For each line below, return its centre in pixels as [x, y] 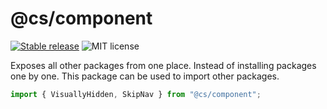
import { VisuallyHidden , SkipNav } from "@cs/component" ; [136, 94]
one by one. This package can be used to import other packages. [145, 76]
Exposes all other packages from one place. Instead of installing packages [163, 65]
